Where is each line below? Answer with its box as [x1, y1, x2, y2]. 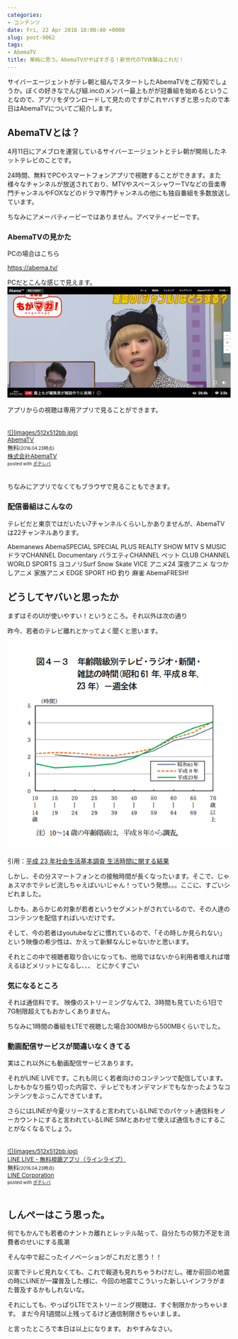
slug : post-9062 [7, 34, 55, 41]
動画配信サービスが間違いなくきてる [7, 1041, 131, 1051]
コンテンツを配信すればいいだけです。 [7, 913, 119, 922]
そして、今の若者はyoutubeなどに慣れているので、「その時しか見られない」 [7, 928, 226, 937]
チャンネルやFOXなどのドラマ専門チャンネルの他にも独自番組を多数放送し [13, 188, 231, 197]
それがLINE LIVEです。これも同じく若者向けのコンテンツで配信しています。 [7, 1074, 227, 1083]
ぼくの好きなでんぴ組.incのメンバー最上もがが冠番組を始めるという [25, 86, 223, 95]
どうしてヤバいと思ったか [7, 592, 119, 604]
